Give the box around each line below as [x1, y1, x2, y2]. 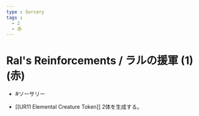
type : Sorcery [6, 9, 45, 15]
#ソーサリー [15, 90, 45, 98]
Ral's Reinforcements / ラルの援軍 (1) [6, 54, 194, 67]
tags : [6, 15, 23, 21]
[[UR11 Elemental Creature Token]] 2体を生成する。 [15, 103, 143, 111]
